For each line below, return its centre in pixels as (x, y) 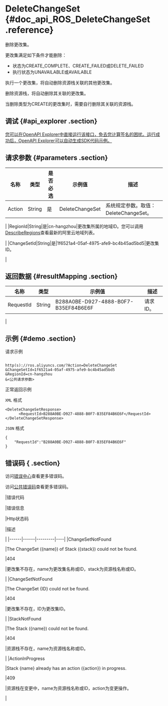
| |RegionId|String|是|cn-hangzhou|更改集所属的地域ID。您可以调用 (74, 226)
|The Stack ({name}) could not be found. (47, 628)
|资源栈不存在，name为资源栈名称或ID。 (47, 648)
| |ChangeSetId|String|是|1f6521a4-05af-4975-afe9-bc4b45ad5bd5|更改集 (82, 243)
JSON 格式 (15, 428)
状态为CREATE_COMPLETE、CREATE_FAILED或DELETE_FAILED (78, 66)
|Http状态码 (17, 518)
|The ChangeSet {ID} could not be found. (47, 589)
